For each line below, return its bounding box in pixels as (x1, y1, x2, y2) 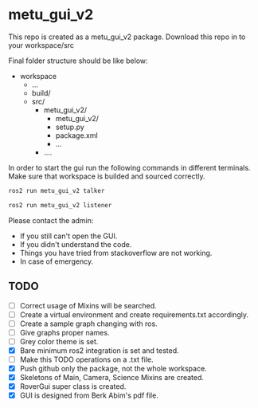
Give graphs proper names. (19, 328, 110, 337)
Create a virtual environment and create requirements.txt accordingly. (19, 309, 249, 320)
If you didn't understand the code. (19, 239, 132, 249)
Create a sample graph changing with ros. (19, 319, 158, 328)
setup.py (55, 122, 85, 131)
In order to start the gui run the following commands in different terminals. (8, 163, 251, 172)
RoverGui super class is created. (19, 382, 127, 391)
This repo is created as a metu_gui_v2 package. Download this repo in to (8, 32, 246, 41)
